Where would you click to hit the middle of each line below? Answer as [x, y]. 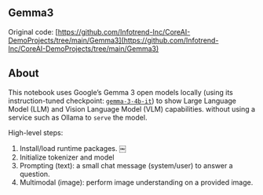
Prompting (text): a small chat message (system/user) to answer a [126, 165]
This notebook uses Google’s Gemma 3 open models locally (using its [121, 92]
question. [35, 174]
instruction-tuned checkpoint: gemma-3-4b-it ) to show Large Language [122, 101]
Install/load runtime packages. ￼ [73, 148]
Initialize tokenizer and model [67, 157]
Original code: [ [33, 31]
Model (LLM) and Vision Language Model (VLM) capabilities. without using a [132, 109]
